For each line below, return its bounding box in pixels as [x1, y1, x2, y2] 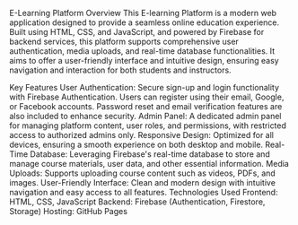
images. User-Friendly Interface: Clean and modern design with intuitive [9, 177, 276, 187]
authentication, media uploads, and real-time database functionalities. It [9, 46, 276, 56]
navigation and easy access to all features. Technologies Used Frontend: [9, 187, 278, 197]
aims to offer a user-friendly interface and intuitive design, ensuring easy [9, 56, 280, 65]
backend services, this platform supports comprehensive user [9, 36, 240, 47]
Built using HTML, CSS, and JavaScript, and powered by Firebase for [9, 27, 265, 37]
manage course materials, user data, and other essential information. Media [9, 159, 289, 169]
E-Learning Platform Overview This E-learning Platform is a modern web [9, 8, 276, 18]
